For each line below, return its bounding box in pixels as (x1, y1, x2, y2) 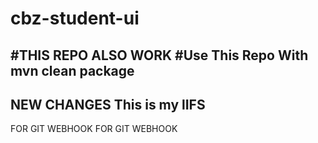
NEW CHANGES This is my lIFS (10, 96, 206, 113)
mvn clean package (10, 62, 135, 79)
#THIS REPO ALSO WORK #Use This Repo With (10, 47, 309, 64)
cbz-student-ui (10, 7, 140, 30)
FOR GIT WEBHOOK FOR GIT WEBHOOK (10, 123, 178, 135)
